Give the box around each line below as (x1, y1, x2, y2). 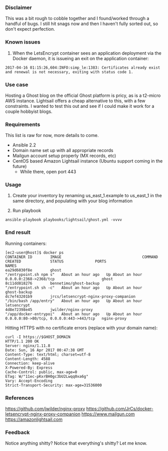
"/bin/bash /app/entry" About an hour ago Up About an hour (5, 298, 142, 304)
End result (5, 229, 31, 236)
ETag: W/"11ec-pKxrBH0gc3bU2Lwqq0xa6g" (5, 374, 89, 379)
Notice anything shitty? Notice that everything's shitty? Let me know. (5, 440, 147, 446)
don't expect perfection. (5, 26, 55, 32)
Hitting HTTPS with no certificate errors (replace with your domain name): (5, 325, 158, 331)
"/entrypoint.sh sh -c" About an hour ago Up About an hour (5, 285, 142, 290)
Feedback (5, 429, 30, 435)
